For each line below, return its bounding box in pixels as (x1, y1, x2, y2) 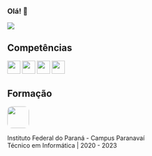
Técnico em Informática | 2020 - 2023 (7, 141, 117, 149)
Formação (7, 87, 52, 100)
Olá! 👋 (7, 6, 28, 16)
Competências (7, 42, 73, 54)
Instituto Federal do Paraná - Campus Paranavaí (7, 134, 145, 142)
